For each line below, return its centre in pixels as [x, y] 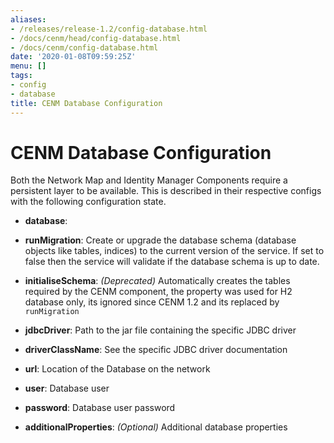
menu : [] [28, 66]
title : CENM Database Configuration [86, 103]
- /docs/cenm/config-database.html [84, 47]
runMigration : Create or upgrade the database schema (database [160, 240]
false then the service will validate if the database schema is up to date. [172, 262]
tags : [21, 76]
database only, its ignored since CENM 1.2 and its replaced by [152, 302]
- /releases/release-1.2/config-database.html [109, 29]
